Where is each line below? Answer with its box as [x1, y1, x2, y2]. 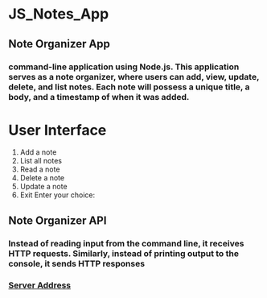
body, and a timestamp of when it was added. [8, 91, 190, 102]
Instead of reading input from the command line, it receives [8, 238, 244, 249]
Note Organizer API [8, 213, 107, 227]
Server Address [8, 279, 71, 291]
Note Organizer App [8, 37, 111, 51]
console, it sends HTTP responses [8, 258, 146, 269]
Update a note [19, 182, 68, 192]
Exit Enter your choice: [19, 190, 95, 200]
